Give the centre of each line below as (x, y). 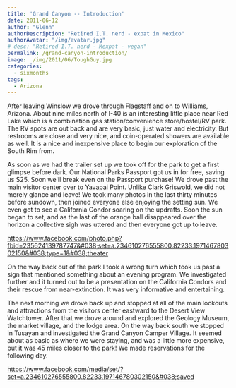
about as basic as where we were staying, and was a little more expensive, (116, 341)
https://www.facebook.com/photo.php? (65, 238)
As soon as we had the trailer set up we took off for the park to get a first (113, 165)
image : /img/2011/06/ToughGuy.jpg (60, 60)
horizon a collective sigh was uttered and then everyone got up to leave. (112, 225)
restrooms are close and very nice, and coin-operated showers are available (118, 136)
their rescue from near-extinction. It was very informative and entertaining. (116, 289)
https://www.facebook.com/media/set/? (65, 369)
